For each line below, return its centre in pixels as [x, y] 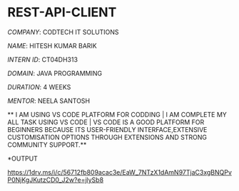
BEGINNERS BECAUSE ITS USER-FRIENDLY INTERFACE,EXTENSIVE [107, 129]
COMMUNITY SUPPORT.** [47, 144]
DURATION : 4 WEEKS [39, 87]
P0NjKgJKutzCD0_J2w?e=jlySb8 [56, 180]
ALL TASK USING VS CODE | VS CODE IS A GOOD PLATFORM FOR [106, 122]
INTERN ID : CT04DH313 [43, 59]
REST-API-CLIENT [62, 12]
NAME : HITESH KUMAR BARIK [52, 45]
